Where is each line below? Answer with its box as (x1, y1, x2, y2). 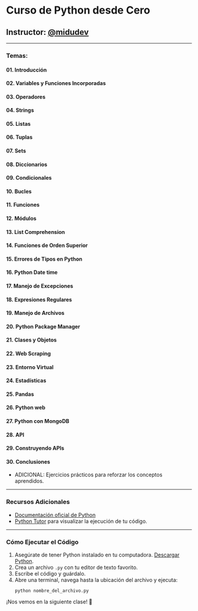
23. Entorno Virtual (6, 363, 54, 370)
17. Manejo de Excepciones (6, 282, 74, 290)
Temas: (6, 51, 28, 60)
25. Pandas (6, 391, 34, 398)
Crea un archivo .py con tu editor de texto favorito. (14, 564, 138, 571)
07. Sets (6, 147, 27, 154)
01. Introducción (6, 66, 47, 73)
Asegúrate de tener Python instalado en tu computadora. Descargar (14, 551, 180, 558)
